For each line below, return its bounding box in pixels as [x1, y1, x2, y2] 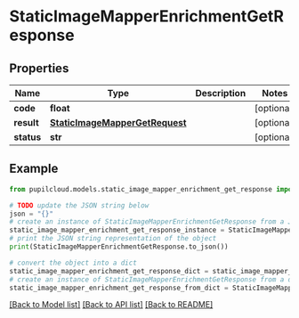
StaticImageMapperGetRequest [49, 117, 187, 128]
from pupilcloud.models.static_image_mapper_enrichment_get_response [9, 184, 273, 193]
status [13, 131, 42, 143]
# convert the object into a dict [9, 258, 138, 267]
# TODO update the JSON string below [9, 200, 149, 210]
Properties [9, 61, 69, 76]
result [13, 117, 40, 128]
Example [9, 161, 59, 176]
